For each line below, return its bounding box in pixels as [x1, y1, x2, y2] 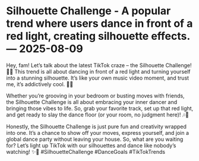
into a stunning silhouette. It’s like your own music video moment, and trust [6, 74, 189, 81]
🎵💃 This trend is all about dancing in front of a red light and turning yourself [6, 68, 191, 75]
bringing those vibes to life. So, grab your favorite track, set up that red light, [6, 105, 194, 112]
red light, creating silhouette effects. [6, 30, 190, 43]
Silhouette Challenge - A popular [6, 4, 171, 18]
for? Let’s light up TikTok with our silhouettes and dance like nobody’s [6, 141, 176, 149]
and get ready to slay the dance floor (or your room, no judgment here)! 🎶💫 [6, 111, 189, 118]
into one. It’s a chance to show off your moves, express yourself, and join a [6, 129, 189, 136]
